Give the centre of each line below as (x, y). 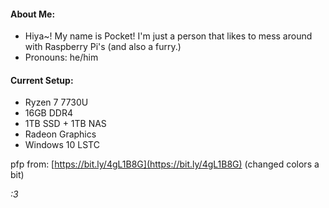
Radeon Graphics (60, 134)
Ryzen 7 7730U (56, 102)
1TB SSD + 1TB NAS (65, 124)
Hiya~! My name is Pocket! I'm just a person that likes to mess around (168, 36)
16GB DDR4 (48, 113)
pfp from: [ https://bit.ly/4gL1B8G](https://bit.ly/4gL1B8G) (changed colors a (165, 164)
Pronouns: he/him (61, 57)
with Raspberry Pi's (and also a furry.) (103, 47)
